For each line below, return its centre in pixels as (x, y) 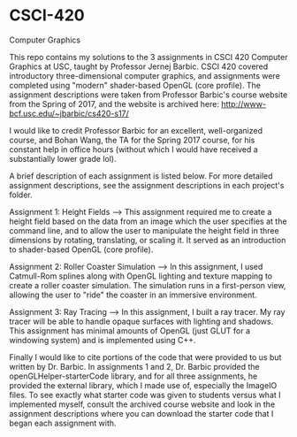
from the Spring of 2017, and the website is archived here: (114, 103)
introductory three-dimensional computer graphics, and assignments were (145, 75)
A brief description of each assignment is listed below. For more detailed (141, 176)
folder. (21, 195)
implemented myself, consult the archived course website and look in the (142, 404)
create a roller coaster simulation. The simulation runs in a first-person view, (148, 285)
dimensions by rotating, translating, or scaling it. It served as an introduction (148, 240)
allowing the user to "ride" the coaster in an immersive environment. (133, 295)
